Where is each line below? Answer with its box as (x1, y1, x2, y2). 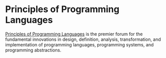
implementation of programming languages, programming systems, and (5, 41, 154, 47)
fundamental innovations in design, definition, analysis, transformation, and (5, 36, 161, 42)
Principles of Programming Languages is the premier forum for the (5, 31, 143, 37)
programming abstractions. (5, 47, 62, 53)
